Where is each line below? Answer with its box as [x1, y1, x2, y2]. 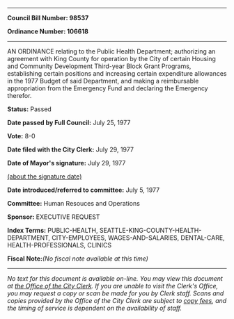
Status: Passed [7, 105, 52, 113]
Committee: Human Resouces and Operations [7, 199, 141, 207]
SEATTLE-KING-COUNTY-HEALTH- [99, 227, 202, 234]
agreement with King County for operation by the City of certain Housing [7, 55, 216, 63]
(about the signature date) [7, 172, 82, 181]
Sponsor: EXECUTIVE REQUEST [7, 213, 100, 221]
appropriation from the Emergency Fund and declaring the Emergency [7, 84, 208, 92]
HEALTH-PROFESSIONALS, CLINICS [7, 241, 112, 249]
